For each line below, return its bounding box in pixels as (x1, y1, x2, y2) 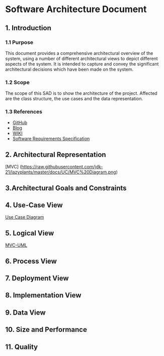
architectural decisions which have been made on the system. (5, 66, 134, 72)
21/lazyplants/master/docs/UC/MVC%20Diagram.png (5, 169, 117, 175)
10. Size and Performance (5, 325, 87, 334)
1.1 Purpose (5, 39, 34, 46)
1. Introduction (5, 24, 51, 32)
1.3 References (5, 108, 43, 115)
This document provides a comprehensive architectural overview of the (5, 50, 153, 56)
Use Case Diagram (5, 214, 44, 220)
